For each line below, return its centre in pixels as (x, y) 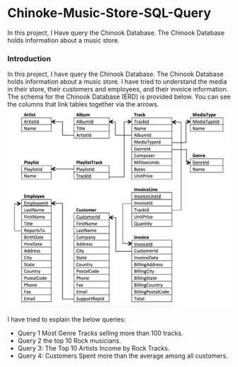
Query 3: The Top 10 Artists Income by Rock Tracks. (93, 348)
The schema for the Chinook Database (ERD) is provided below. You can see (119, 97)
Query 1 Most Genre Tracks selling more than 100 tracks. (100, 333)
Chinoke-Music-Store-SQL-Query (109, 13)
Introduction (29, 58)
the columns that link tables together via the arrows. (83, 104)
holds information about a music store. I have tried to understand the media (117, 82)
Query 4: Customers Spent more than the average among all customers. (123, 356)
